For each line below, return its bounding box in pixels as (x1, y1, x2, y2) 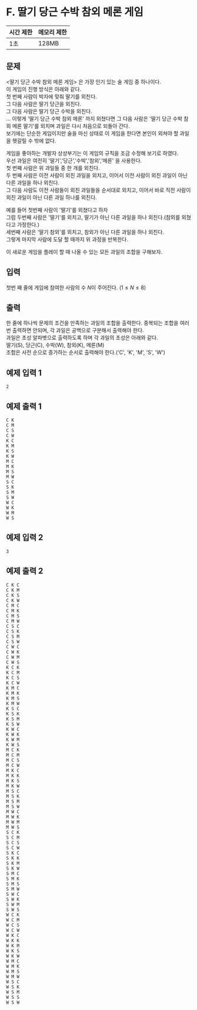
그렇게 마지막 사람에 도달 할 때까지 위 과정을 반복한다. (6, 236, 128, 243)
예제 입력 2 (6, 532, 44, 542)
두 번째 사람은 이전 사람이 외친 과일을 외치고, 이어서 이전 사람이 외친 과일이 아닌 (6, 171, 188, 178)
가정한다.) (16, 221, 40, 228)
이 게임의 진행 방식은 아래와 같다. (6, 85, 82, 92)
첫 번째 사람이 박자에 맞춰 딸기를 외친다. (6, 92, 97, 100)
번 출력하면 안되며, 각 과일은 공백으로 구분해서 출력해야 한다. (6, 327, 144, 334)
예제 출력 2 (6, 566, 44, 576)
